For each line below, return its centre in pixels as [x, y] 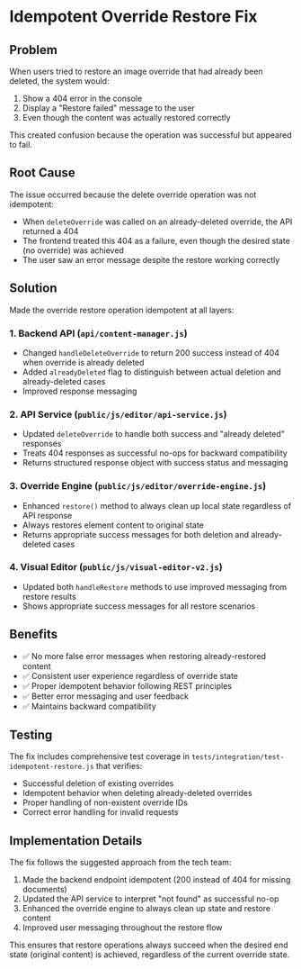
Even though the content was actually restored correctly [126, 118]
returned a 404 [50, 231]
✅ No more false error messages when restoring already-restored [144, 656]
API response [47, 515]
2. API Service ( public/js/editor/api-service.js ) [118, 414]
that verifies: [119, 766]
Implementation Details [76, 841]
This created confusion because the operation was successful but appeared [150, 135]
